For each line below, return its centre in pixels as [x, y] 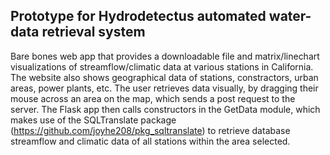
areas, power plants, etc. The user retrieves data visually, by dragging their [164, 88]
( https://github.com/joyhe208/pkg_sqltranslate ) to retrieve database [150, 130]
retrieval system [93, 32]
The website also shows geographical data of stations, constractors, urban [164, 77]
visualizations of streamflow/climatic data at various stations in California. [162, 66]
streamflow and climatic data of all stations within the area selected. [150, 141]
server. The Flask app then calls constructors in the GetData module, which [165, 109]
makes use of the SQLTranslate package [93, 120]
